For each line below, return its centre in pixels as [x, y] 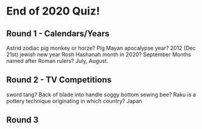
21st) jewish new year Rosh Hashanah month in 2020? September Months [99, 55]
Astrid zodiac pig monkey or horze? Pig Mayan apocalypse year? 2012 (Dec [101, 48]
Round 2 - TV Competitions [59, 80]
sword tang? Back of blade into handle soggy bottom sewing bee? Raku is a [101, 94]
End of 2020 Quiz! [53, 11]
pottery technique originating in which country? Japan [74, 101]
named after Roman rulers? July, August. [57, 61]
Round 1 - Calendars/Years [58, 34]
